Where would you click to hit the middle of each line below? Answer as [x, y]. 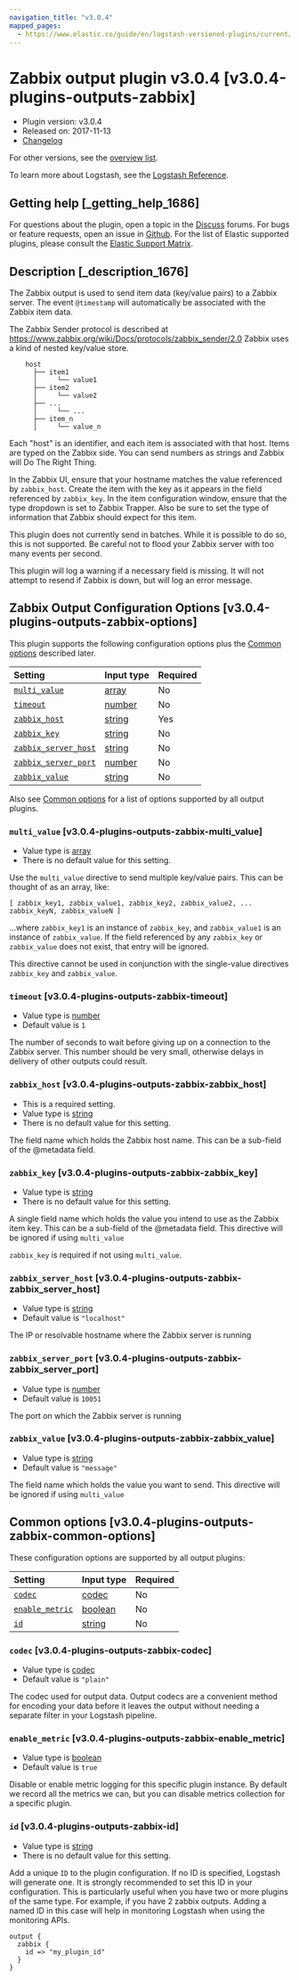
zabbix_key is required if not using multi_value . [96, 1255]
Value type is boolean [62, 1758]
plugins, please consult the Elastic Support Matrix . [101, 244]
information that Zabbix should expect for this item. [103, 517]
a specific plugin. [41, 1804]
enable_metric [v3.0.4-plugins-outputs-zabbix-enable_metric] [147, 1738]
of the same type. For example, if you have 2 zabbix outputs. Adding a [138, 1901]
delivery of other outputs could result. [79, 1062]
